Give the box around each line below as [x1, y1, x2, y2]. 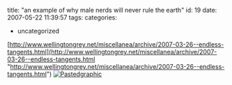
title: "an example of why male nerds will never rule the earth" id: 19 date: [7, 6, 217, 14]
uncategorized [17, 27, 59, 35]
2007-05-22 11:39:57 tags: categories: [7, 13, 117, 22]
